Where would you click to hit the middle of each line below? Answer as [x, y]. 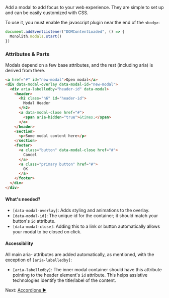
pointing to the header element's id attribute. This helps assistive [80, 275]
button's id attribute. [34, 221]
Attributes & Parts [27, 54]
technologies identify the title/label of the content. [64, 280]
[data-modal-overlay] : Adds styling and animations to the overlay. [81, 210]
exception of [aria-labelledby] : [38, 260]
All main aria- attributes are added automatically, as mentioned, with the [80, 255]
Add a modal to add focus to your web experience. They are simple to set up [84, 7]
